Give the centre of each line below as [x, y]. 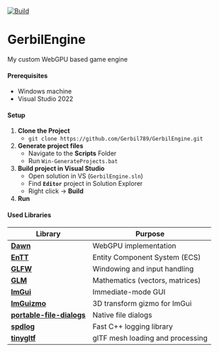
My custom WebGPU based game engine [68, 59]
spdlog [23, 326]
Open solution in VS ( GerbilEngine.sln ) [86, 176]
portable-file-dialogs [49, 314]
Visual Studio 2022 [45, 99]
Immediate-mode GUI [129, 292]
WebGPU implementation [134, 246]
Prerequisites [28, 75]
